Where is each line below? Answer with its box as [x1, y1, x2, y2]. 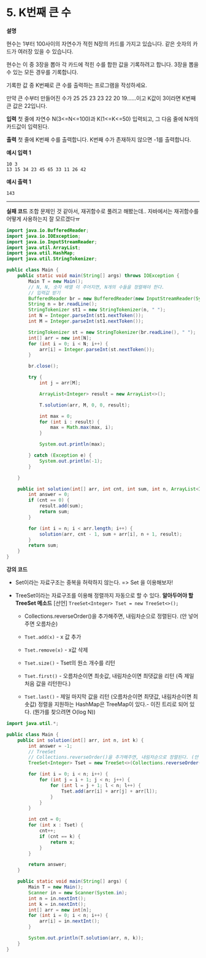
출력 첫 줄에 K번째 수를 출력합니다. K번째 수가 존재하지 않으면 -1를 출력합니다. [6, 135, 191, 143]
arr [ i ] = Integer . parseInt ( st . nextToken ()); [39, 346, 155, 352]
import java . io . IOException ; [6, 233, 81, 239]
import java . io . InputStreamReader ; [6, 238, 97, 245]
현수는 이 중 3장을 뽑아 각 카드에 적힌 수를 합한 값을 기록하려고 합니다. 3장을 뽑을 [6, 61, 199, 68]
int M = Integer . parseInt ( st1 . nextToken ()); [28, 318, 144, 325]
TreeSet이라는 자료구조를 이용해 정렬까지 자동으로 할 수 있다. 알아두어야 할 [15, 592, 194, 599]
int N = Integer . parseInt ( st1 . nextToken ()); [28, 313, 144, 319]
